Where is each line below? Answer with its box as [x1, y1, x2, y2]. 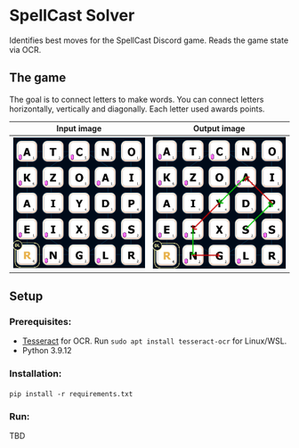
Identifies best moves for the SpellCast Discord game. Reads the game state [9, 35, 289, 46]
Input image [56, 123, 102, 134]
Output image [192, 123, 246, 134]
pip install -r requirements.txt [9, 389, 133, 398]
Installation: [9, 368, 62, 380]
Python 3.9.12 [21, 345, 72, 356]
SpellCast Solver [9, 5, 135, 26]
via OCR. [9, 44, 42, 54]
